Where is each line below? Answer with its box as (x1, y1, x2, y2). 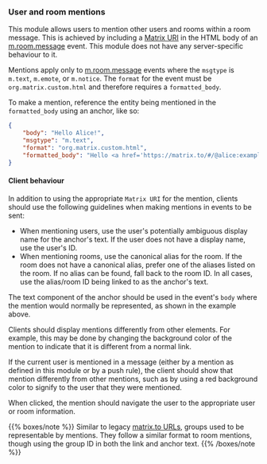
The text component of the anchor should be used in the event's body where (8, 292, 257, 301)
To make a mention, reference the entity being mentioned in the (8, 98, 217, 108)
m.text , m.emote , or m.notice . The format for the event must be (8, 74, 212, 84)
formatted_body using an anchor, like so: (8, 106, 140, 116)
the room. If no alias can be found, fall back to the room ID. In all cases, (19, 268, 253, 277)
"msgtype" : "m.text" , (22, 136, 94, 145)
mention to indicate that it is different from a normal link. (8, 341, 192, 351)
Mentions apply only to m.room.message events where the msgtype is (8, 65, 234, 75)
